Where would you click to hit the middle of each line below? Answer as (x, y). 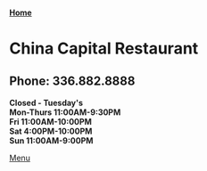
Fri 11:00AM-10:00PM (50, 121)
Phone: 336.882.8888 (72, 81)
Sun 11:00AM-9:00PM (51, 140)
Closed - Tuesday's (46, 102)
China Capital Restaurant (104, 48)
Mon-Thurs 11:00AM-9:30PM (65, 112)
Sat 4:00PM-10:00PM (51, 131)
